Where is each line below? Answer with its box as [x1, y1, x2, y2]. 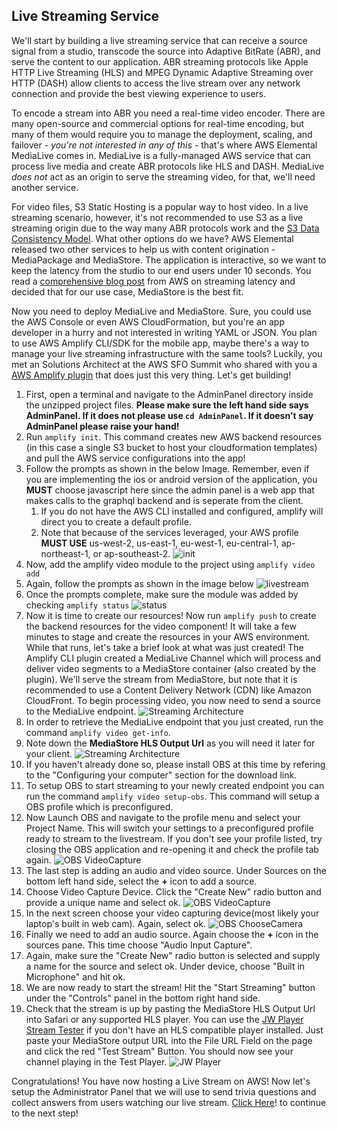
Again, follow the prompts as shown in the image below [25, 577, 254, 589]
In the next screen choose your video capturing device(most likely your [25, 907, 320, 919]
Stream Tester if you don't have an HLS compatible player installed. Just [25, 1024, 324, 1036]
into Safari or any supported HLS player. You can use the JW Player [25, 1013, 304, 1025]
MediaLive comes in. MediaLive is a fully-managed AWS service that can [11, 149, 311, 161]
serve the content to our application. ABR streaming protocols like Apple [11, 55, 309, 68]
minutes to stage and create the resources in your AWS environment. [25, 630, 311, 643]
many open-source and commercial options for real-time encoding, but [11, 117, 305, 129]
